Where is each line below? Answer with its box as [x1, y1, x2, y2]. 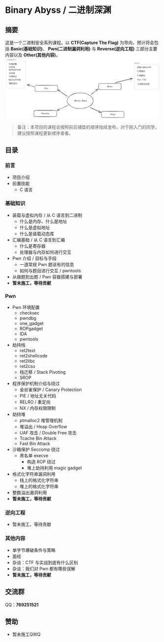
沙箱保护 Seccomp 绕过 [12, 447, 60, 453]
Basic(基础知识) [10, 46, 43, 52]
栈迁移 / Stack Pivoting [19, 369, 66, 375]
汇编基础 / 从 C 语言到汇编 [12, 237, 65, 243]
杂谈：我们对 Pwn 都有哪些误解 [12, 566, 76, 571]
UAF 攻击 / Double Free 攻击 [19, 430, 77, 436]
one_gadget [19, 321, 44, 326]
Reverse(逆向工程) [97, 46, 135, 52]
